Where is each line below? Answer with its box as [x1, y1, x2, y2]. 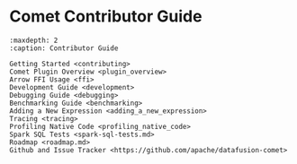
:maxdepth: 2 [9, 36, 58, 45]
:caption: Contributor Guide [9, 43, 119, 53]
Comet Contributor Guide [9, 6, 202, 27]
